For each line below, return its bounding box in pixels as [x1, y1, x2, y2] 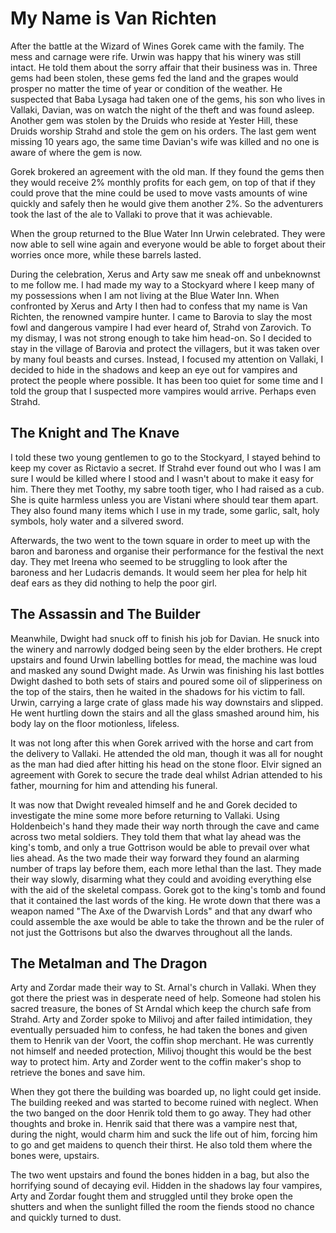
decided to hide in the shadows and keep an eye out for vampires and [10, 363, 298, 376]
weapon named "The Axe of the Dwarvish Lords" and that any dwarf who [10, 905, 313, 917]
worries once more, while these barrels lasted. [10, 248, 202, 261]
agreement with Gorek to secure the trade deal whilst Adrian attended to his [10, 768, 323, 781]
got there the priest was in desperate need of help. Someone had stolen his [10, 992, 322, 1004]
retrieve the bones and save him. [10, 1067, 146, 1079]
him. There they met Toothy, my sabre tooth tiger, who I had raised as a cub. [10, 483, 325, 495]
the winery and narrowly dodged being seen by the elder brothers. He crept [10, 643, 323, 655]
